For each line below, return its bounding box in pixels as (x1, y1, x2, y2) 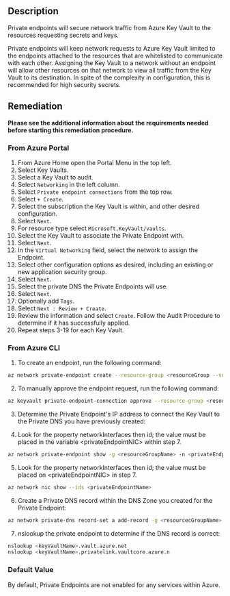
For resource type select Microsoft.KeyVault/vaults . (17, 224, 167, 232)
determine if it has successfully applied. (17, 319, 130, 327)
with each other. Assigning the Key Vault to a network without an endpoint (8, 58, 216, 67)
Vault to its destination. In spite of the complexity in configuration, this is (8, 73, 211, 82)
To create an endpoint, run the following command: (17, 359, 162, 367)
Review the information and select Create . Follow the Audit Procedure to (17, 311, 220, 319)
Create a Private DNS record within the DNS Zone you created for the (17, 496, 213, 504)
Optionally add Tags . (17, 297, 74, 305)
